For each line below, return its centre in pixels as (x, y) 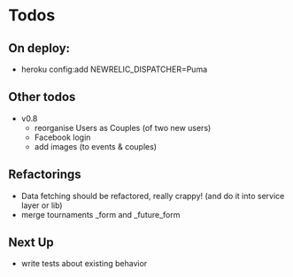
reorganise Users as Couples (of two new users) (123, 127)
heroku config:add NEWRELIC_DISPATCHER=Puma (114, 69)
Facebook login (62, 137)
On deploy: (39, 48)
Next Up (31, 243)
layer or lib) (42, 205)
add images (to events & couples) (95, 146)
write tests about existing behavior (84, 264)
